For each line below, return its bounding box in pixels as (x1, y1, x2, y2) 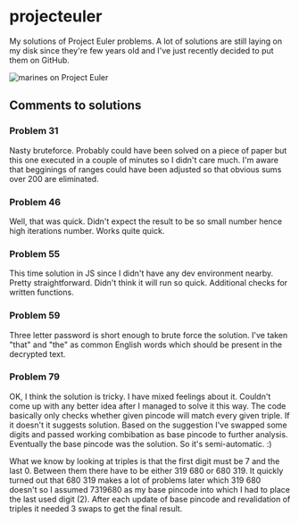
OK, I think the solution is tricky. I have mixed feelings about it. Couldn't (9, 391, 271, 402)
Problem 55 (9, 247, 61, 260)
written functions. (9, 287, 74, 298)
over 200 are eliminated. (9, 173, 100, 184)
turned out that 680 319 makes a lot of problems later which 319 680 (9, 475, 262, 486)
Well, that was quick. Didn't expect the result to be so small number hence (9, 216, 283, 227)
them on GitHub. (9, 54, 70, 65)
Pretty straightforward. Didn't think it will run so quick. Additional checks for (9, 278, 288, 288)
